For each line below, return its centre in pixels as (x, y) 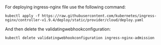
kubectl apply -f (22, 16)
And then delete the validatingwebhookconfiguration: (58, 29)
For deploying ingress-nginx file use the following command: (66, 7)
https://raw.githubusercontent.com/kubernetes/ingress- (99, 16)
